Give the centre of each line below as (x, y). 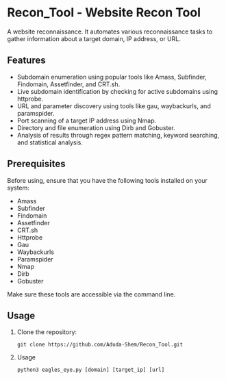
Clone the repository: (47, 332)
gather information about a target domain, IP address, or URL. (94, 38)
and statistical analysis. (50, 142)
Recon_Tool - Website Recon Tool (104, 13)
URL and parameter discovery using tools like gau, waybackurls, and (114, 106)
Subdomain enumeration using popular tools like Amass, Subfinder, (112, 77)
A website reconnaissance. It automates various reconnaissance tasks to (110, 31)
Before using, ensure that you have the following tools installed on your (107, 180)
